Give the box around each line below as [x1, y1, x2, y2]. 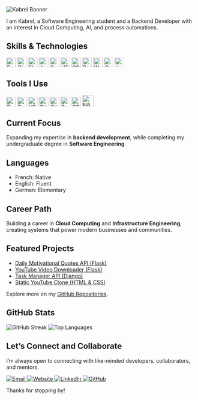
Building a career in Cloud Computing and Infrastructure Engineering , [6, 220, 182, 227]
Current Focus [6, 118, 61, 129]
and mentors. [6, 363, 39, 371]
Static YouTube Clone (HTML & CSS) [14, 279, 106, 286]
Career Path [6, 204, 52, 214]
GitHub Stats [6, 308, 55, 318]
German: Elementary [14, 186, 66, 194]
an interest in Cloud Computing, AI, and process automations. [6, 24, 158, 31]
